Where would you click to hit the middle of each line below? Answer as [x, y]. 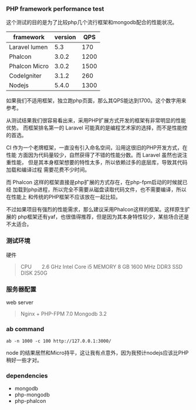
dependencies [27, 376]
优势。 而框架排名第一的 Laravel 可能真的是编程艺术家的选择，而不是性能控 [97, 128]
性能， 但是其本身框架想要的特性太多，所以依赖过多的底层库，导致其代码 [99, 162]
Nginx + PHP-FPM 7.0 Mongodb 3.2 [64, 314]
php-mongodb [32, 395]
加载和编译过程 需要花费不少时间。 [48, 170]
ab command [25, 329]
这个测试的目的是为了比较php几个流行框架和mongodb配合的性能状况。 [92, 22]
